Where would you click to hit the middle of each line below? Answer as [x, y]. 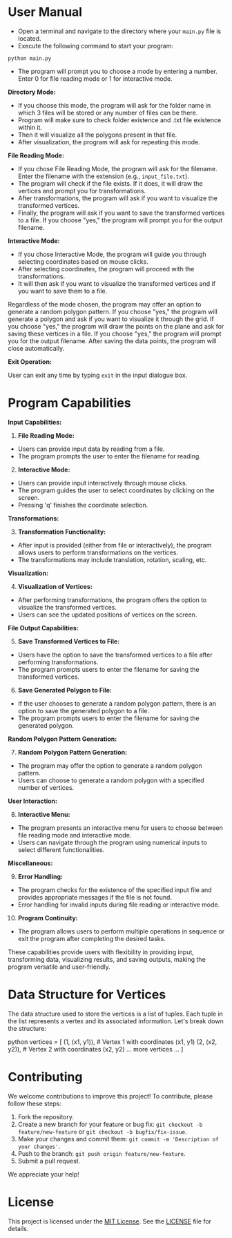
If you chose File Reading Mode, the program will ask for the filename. [118, 168]
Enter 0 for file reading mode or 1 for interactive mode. [95, 78]
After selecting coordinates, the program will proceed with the [106, 269]
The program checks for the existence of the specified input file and [115, 890]
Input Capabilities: [35, 422]
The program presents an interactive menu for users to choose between [120, 828]
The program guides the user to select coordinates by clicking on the [116, 490]
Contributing [45, 1077]
